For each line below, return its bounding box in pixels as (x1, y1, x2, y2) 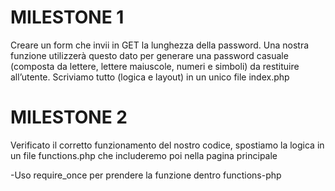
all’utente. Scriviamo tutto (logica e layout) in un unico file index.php (10, 71, 290, 83)
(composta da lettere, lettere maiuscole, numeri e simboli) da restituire (10, 60, 300, 72)
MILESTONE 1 (10, 6, 125, 29)
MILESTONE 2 (10, 106, 128, 129)
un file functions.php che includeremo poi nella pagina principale (10, 149, 278, 161)
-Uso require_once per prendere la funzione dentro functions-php (10, 169, 282, 181)
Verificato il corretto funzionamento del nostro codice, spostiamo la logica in (10, 139, 325, 151)
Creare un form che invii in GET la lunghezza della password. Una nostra (10, 39, 310, 51)
